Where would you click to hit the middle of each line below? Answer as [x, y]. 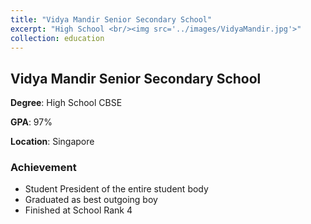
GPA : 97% [31, 122]
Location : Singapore [52, 142]
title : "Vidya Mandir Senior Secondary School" [111, 19]
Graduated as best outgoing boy [91, 200]
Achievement [43, 168]
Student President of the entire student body [116, 189]
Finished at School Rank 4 [78, 210]
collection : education [57, 38]
